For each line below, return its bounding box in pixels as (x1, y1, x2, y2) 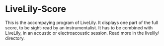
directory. (5, 35, 25, 41)
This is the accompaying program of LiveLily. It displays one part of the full (5, 20, 158, 25)
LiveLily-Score (5, 3, 66, 15)
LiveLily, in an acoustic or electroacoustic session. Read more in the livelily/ (5, 30, 159, 36)
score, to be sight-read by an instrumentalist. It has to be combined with (5, 24, 153, 30)
